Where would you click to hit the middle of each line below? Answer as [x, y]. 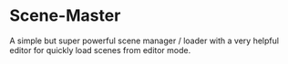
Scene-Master [65, 16]
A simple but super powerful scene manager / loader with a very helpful [144, 41]
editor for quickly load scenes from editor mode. [100, 50]
